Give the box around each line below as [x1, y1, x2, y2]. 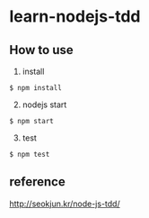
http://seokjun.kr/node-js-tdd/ [9, 198, 120, 209]
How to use [9, 42, 74, 58]
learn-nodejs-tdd [9, 6, 141, 27]
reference [9, 174, 66, 190]
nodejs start [22, 99, 67, 110]
